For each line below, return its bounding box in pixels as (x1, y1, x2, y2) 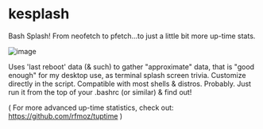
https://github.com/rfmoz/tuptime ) (8, 111, 123, 120)
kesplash (8, 5, 70, 23)
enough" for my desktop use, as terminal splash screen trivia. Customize (8, 70, 246, 80)
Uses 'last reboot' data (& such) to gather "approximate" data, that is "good (8, 61, 255, 72)
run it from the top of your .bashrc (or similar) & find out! (8, 87, 192, 96)
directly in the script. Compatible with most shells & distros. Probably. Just (8, 79, 252, 88)
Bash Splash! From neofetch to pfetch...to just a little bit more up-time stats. (8, 31, 256, 41)
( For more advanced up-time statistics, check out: (8, 103, 174, 112)
